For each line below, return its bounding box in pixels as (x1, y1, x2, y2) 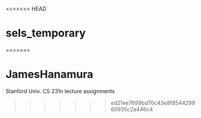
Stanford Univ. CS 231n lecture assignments (5, 87, 115, 94)
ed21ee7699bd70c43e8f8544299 (110, 99, 196, 107)
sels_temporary (5, 27, 86, 40)
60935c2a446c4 (110, 105, 153, 113)
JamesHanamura (5, 68, 94, 81)
